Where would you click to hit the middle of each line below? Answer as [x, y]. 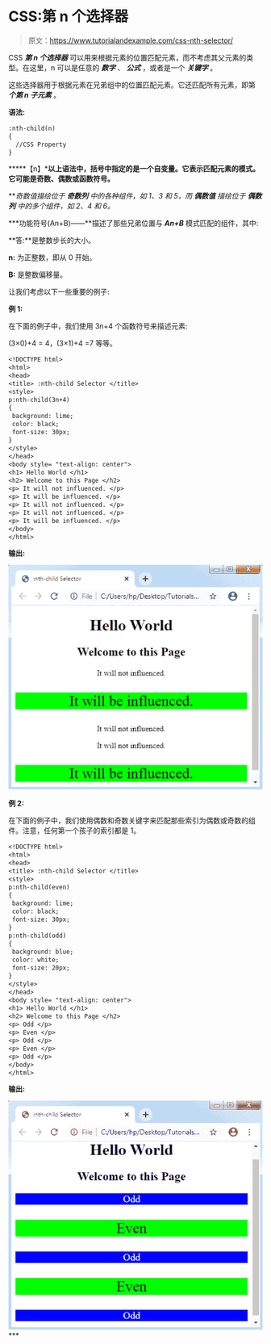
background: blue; [43, 952]
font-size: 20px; [41, 968]
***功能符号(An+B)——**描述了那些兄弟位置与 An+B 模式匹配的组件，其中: [133, 223]
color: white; [35, 960]
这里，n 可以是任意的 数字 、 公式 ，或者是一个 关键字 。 [123, 67]
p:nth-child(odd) [38, 936]
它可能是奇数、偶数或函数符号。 [61, 178]
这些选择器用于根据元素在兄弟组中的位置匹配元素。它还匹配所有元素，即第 [132, 85]
